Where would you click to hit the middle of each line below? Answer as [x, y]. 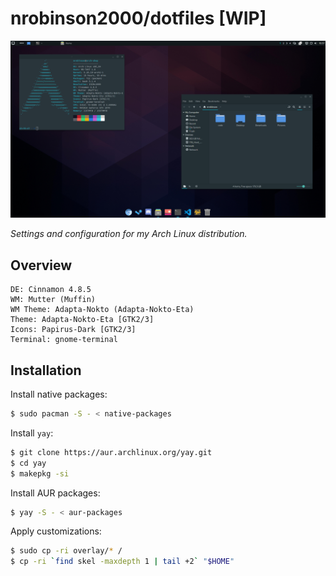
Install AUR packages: [55, 493]
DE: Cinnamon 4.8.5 [51, 290]
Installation [46, 370]
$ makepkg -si [40, 473]
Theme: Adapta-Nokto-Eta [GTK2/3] [82, 320]
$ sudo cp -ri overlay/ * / [66, 551]
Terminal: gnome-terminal [64, 340]
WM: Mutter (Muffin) [53, 300]
